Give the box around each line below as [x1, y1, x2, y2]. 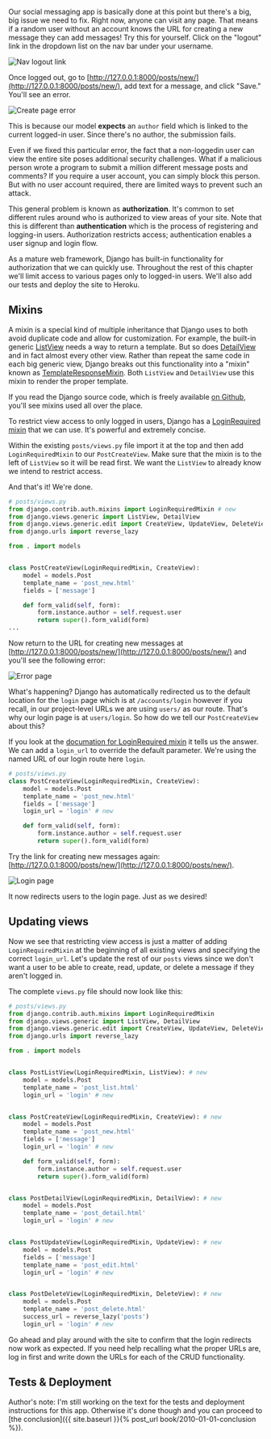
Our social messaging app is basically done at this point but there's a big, [8, 7, 252, 16]
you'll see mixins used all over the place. [8, 400, 144, 410]
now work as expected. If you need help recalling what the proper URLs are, [8, 1343, 261, 1353]
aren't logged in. [8, 971, 63, 980]
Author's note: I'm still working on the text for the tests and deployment [8, 1397, 245, 1407]
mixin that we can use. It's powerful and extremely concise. [8, 425, 206, 434]
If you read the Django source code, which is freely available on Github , [8, 391, 246, 401]
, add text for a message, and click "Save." [119, 81, 261, 91]
